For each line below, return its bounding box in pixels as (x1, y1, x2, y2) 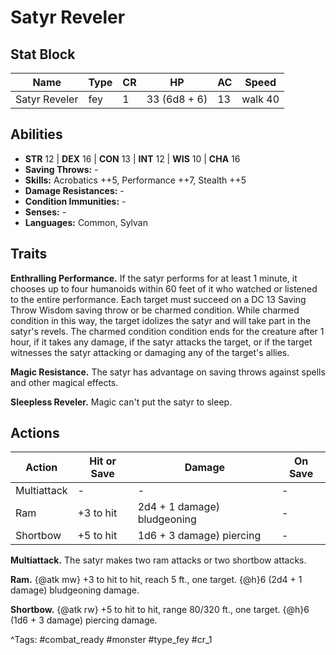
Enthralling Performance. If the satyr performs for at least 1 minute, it (10, 272, 298, 284)
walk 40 (241, 92, 280, 106)
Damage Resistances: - (24, 184, 125, 196)
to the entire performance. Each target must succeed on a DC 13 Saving (10, 293, 307, 305)
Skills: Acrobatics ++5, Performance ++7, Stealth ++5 (24, 174, 247, 186)
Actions (10, 425, 60, 442)
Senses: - (24, 206, 67, 218)
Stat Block (10, 46, 76, 63)
